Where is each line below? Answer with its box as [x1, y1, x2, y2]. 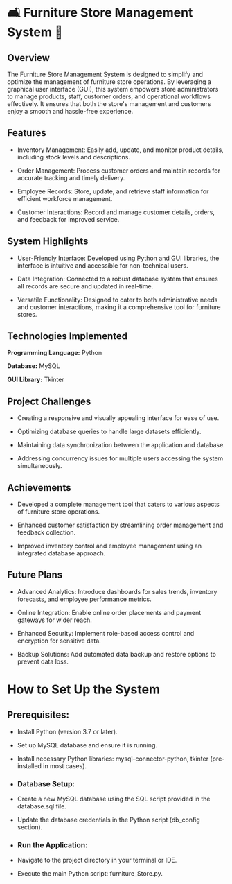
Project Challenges [7, 395, 91, 407]
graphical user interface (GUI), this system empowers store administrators [7, 85, 219, 93]
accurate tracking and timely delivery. [17, 173, 125, 182]
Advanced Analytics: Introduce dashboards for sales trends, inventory [17, 587, 217, 596]
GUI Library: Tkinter [7, 375, 64, 384]
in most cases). [42, 761, 87, 770]
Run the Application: [17, 840, 88, 850]
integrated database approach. [17, 549, 106, 557]
